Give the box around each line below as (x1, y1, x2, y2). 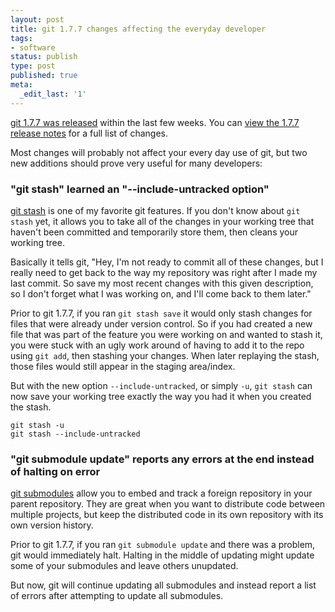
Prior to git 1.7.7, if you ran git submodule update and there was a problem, (10, 539, 316, 551)
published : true (10, 71, 78, 81)
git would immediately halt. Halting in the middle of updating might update (10, 549, 315, 561)
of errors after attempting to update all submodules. (10, 590, 224, 602)
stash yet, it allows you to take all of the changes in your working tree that (10, 215, 315, 227)
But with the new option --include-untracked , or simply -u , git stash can (10, 379, 313, 391)
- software (10, 42, 56, 53)
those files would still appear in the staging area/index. (10, 360, 236, 372)
